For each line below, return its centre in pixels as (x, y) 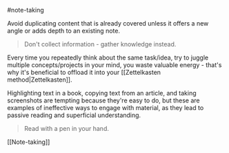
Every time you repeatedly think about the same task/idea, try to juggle (108, 57)
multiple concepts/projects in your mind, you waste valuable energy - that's (114, 65)
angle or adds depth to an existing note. (64, 31)
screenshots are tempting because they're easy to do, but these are (103, 100)
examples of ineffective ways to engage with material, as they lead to (106, 108)
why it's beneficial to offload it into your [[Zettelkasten (84, 72)
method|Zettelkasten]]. (40, 80)
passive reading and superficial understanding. (74, 115)
